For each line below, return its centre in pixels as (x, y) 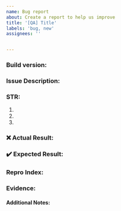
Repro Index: (25, 172)
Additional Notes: (28, 202)
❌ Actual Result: (30, 138)
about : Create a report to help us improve (61, 17)
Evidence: (21, 188)
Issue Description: (33, 81)
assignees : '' (24, 34)
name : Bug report (28, 12)
